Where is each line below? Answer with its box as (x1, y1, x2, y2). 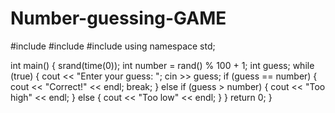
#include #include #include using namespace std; (10, 40, 216, 52)
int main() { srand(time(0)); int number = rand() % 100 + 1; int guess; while (10, 59, 315, 71)
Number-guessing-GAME (10, 7, 227, 30)
